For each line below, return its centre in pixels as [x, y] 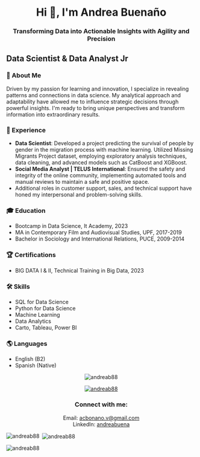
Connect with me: [101, 404]
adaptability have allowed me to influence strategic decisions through [92, 102]
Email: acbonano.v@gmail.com [101, 418]
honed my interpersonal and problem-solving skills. [79, 195]
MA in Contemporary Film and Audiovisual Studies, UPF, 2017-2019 [98, 233]
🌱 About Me [24, 76]
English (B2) [30, 359]
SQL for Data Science [42, 302]
